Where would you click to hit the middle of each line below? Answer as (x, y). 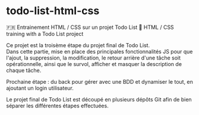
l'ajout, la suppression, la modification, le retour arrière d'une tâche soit (94, 58)
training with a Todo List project (45, 34)
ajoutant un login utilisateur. (40, 88)
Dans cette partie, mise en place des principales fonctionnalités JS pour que (99, 51)
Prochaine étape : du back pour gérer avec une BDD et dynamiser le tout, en (99, 81)
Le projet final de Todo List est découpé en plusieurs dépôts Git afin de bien (99, 99)
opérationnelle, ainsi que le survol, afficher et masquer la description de (94, 64)
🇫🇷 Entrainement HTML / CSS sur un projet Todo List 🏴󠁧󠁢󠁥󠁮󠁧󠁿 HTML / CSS (90, 27)
